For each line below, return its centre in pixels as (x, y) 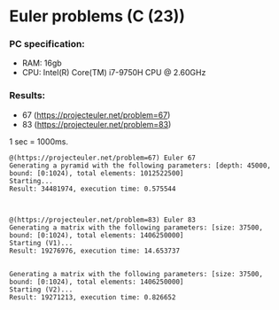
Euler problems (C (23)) (97, 16)
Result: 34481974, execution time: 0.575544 (93, 189)
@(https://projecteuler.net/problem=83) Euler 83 (103, 220)
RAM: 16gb (42, 63)
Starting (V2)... (41, 290)
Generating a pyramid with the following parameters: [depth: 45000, (140, 166)
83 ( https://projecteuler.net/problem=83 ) (97, 124)
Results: (27, 96)
